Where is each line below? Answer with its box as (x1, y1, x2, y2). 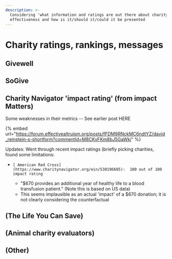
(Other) (5, 246, 29, 255)
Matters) (5, 102, 34, 110)
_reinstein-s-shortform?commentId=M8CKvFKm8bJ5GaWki (5, 136, 132, 143)
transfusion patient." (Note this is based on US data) (20, 186, 131, 192)
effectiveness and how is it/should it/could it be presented (10, 17, 145, 22)
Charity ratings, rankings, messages (5, 39, 164, 51)
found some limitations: (5, 152, 55, 158)
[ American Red (12, 162, 46, 168)
